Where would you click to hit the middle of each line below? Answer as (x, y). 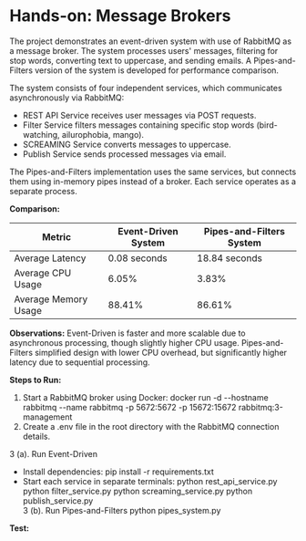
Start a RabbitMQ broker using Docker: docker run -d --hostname (145, 397)
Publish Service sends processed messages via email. (124, 154)
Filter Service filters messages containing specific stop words (138, 125)
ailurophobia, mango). (103, 134)
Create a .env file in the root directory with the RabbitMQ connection (151, 426)
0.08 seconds (138, 258)
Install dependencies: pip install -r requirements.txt (118, 472)
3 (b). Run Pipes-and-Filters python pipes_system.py (122, 510)
